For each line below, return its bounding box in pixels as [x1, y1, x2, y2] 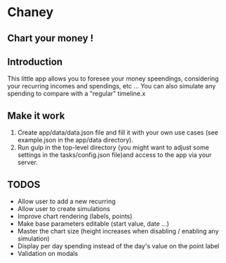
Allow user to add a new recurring [17, 197, 116, 205]
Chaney [7, 4, 54, 20]
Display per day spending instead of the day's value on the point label [17, 242, 220, 250]
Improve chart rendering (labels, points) [17, 212, 133, 221]
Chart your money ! [7, 32, 94, 44]
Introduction [7, 55, 63, 67]
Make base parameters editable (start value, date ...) [17, 220, 170, 228]
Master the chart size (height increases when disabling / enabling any [17, 227, 219, 236]
